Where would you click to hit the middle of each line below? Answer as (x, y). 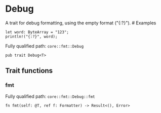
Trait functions (29, 71)
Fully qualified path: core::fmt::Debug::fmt (50, 96)
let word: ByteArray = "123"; (37, 32)
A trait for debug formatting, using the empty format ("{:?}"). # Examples (81, 23)
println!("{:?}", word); (31, 36)
